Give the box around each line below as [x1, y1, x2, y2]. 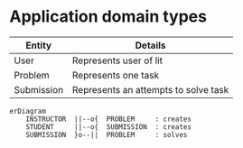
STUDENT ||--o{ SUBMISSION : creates [25, 122, 192, 132]
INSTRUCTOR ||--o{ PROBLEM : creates [25, 115, 192, 124]
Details [135, 39, 166, 51]
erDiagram [9, 106, 47, 116]
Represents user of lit [71, 54, 163, 67]
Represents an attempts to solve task [71, 83, 229, 96]
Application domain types [9, 6, 208, 27]
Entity [25, 39, 52, 51]
